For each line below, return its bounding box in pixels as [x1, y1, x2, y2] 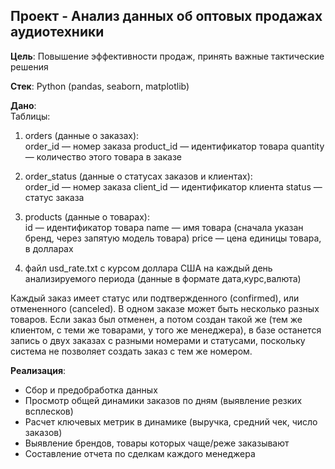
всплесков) [24, 405, 74, 417]
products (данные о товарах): [24, 210, 150, 223]
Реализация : [10, 364, 67, 376]
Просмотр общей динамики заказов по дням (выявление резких [24, 394, 303, 406]
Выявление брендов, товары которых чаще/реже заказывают [24, 437, 290, 449]
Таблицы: [10, 110, 51, 122]
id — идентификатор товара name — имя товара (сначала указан [24, 221, 304, 233]
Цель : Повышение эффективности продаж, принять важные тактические [10, 50, 325, 62]
